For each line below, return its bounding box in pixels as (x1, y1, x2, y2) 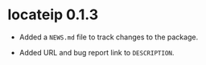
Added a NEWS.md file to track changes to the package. (19, 32, 199, 42)
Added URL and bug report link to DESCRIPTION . (19, 47, 175, 57)
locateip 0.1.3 (7, 6, 99, 24)
